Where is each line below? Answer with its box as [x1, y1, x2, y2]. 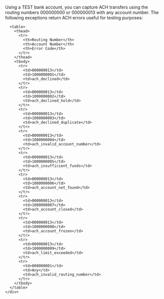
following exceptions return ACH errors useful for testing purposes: [5, 15, 143, 20]
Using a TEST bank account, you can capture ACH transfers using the [5, 4, 148, 10]
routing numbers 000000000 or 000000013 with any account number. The [5, 9, 159, 15]
